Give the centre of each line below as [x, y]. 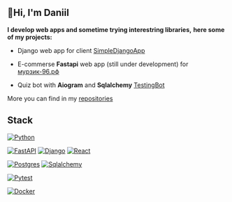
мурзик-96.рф [38, 71]
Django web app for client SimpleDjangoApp [81, 50]
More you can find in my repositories [60, 98]
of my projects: [30, 37]
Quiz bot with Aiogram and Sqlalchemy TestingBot [91, 85]
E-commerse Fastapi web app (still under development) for [103, 64]
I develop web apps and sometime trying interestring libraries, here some [116, 29]
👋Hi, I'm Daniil [38, 13]
